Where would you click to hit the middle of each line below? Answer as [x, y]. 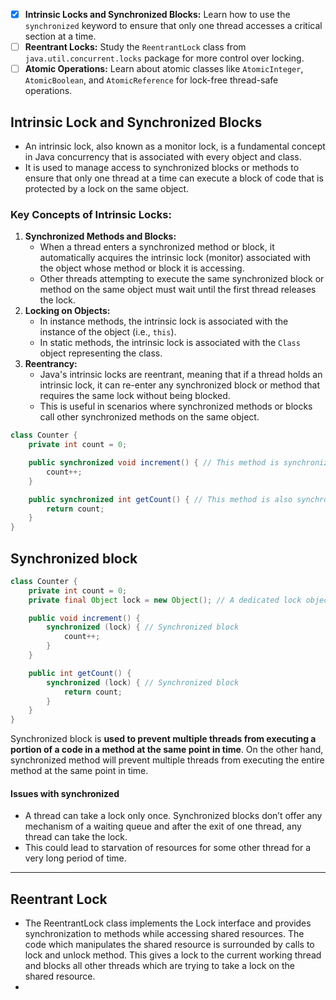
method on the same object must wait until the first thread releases [178, 290]
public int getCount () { [80, 673]
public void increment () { [84, 618]
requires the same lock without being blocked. [135, 396]
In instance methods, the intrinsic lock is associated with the [164, 321]
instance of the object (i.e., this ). [108, 332]
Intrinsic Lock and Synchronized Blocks [136, 122]
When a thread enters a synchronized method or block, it [157, 247]
